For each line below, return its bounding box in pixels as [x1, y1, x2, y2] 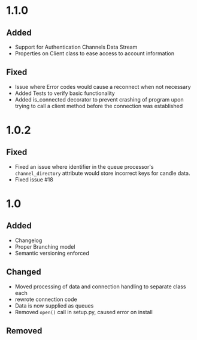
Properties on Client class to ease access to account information [14, 50, 175, 57]
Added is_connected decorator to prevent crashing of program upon [14, 96, 184, 103]
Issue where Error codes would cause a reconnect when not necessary [14, 83, 191, 90]
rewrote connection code [14, 296, 77, 303]
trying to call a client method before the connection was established [14, 102, 183, 109]
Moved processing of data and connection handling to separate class [14, 283, 186, 290]
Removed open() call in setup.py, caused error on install [14, 308, 153, 315]
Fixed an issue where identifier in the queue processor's [14, 163, 154, 170]
